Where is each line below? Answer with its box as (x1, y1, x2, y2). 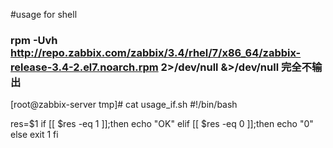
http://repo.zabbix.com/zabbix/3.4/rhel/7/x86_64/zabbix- (10, 45, 302, 59)
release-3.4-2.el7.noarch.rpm (10, 60, 159, 74)
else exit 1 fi (10, 129, 59, 141)
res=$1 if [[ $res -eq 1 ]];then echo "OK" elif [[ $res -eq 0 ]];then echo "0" (10, 118, 314, 130)
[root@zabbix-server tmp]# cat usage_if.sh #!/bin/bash (10, 99, 238, 111)
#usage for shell (10, 9, 78, 20)
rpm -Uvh (10, 33, 58, 47)
